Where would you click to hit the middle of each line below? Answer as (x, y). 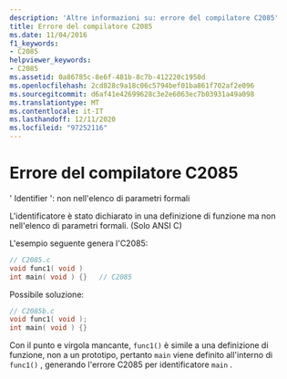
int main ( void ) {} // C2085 (71, 277)
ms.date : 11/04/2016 (49, 35)
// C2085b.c (32, 311)
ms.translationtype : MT (55, 102)
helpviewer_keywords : (51, 60)
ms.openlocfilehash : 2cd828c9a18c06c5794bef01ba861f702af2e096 (132, 86)
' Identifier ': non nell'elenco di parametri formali (100, 198)
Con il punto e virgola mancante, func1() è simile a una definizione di (139, 345)
